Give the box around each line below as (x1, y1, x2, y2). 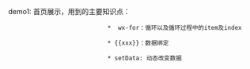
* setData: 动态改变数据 (107, 54, 182, 62)
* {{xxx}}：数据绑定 (107, 39, 169, 47)
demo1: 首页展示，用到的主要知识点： (8, 7, 131, 16)
